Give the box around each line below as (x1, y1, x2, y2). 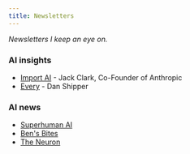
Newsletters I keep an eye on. (8, 34, 108, 44)
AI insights (8, 54, 52, 66)
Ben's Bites (19, 129, 58, 139)
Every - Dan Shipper (19, 81, 89, 91)
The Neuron (19, 137, 61, 147)
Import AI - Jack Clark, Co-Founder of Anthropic (19, 72, 183, 82)
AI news (8, 101, 41, 113)
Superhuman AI (19, 120, 73, 130)
